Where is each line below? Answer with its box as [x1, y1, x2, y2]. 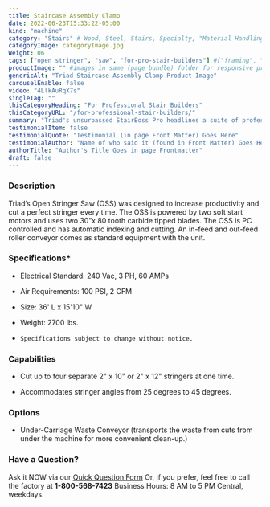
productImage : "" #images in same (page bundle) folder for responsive [8, 64, 253, 72]
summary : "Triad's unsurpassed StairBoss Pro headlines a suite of [8, 117, 239, 125]
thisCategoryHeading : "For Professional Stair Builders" [8, 101, 203, 109]
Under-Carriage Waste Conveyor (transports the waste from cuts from [19, 425, 253, 435]
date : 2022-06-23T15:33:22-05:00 [8, 19, 121, 27]
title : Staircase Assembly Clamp [8, 11, 121, 20]
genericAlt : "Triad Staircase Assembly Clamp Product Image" [8, 72, 218, 80]
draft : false [8, 153, 52, 162]
